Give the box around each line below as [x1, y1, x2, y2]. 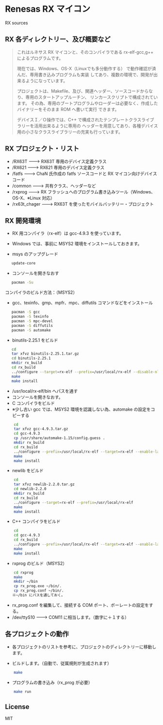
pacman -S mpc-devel [11, 319, 53, 324]
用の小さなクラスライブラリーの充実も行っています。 [16, 129, 123, 134]
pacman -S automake [11, 327, 51, 333]
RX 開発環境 [5, 216, 41, 225]
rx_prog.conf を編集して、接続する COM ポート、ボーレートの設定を [12, 602, 149, 608]
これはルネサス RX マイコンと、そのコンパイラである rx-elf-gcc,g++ [16, 49, 154, 55]
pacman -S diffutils [11, 323, 53, 328]
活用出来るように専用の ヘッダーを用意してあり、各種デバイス [33, 123, 158, 129]
